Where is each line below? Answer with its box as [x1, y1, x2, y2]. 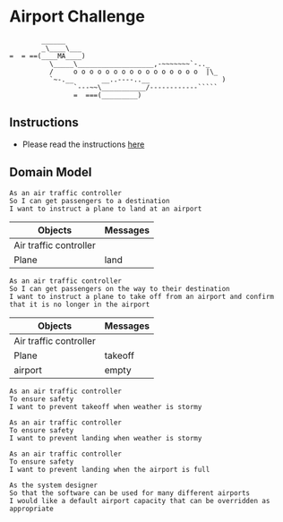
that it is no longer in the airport [9, 300, 150, 309]
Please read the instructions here [21, 139, 145, 150]
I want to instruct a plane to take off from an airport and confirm [9, 292, 275, 301]
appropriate [9, 504, 54, 513]
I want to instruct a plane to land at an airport [9, 204, 202, 213]
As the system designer [9, 481, 99, 490]
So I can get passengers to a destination [9, 196, 170, 205]
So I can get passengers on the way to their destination [9, 284, 230, 293]
